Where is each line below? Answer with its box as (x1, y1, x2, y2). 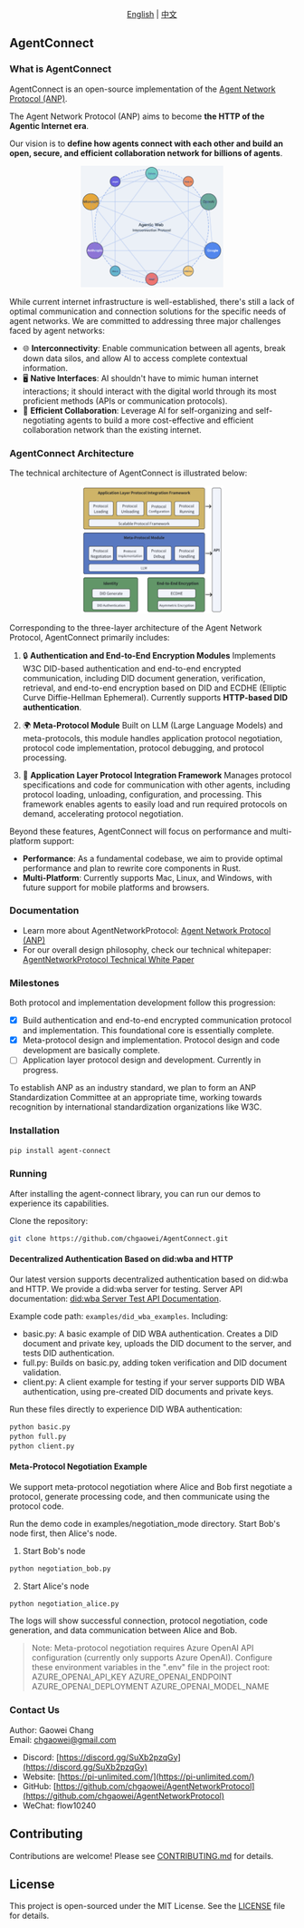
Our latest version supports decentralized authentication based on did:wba (9, 1274, 289, 1285)
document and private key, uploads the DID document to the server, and (22, 1337, 292, 1348)
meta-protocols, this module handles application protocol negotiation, (22, 732, 283, 743)
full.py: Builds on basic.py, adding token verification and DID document (22, 1356, 288, 1368)
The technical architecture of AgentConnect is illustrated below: (9, 467, 248, 479)
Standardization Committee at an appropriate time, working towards (9, 1092, 262, 1103)
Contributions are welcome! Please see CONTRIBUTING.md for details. (9, 1850, 274, 1861)
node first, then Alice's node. (9, 1528, 118, 1539)
